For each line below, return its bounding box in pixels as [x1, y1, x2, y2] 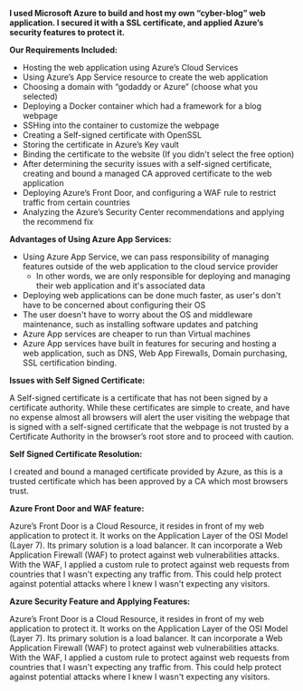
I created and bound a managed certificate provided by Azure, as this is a [9, 466, 283, 477]
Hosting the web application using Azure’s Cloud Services [22, 63, 239, 73]
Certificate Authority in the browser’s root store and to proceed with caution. [9, 431, 294, 442]
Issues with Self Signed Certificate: [9, 375, 146, 385]
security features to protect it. [9, 27, 125, 37]
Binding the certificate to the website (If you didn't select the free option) [22, 149, 295, 160]
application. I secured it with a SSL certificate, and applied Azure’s [9, 17, 264, 28]
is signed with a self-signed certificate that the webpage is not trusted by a [9, 422, 289, 432]
